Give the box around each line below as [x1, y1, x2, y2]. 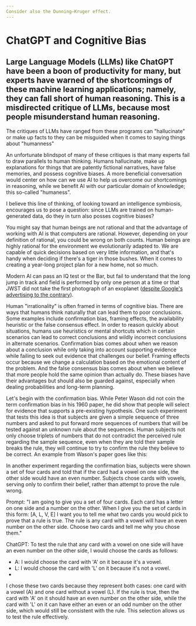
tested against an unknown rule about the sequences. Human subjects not [6, 426, 185, 433]
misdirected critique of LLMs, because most [6, 103, 170, 113]
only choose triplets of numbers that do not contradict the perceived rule [6, 432, 182, 439]
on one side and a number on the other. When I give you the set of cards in [6, 504, 187, 511]
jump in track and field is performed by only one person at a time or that [6, 279, 180, 286]
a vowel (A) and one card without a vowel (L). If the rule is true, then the [6, 588, 180, 595]
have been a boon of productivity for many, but [6, 66, 181, 76]
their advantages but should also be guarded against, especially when [6, 377, 176, 384]
